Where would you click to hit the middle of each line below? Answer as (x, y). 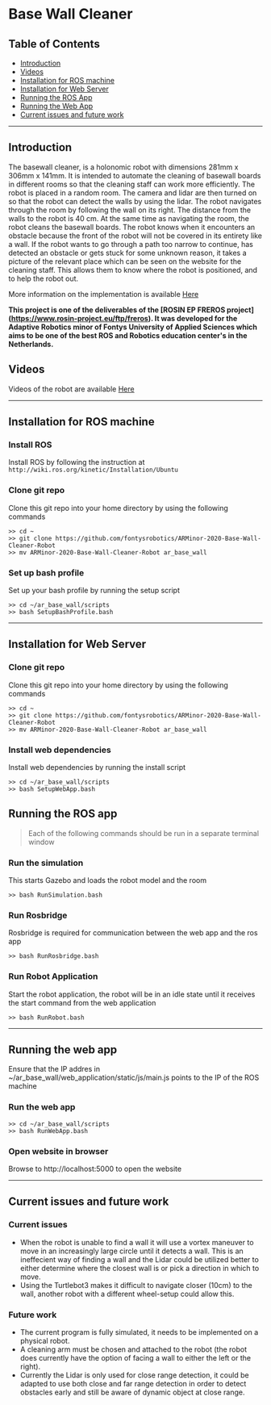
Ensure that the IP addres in (54, 1069)
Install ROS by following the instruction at (77, 462)
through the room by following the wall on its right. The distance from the (130, 210)
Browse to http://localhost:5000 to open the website (95, 1169)
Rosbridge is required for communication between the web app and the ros (133, 933)
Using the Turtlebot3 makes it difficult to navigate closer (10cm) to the (136, 1285)
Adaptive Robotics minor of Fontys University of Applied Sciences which (133, 327)
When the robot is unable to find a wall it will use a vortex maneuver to (137, 1242)
